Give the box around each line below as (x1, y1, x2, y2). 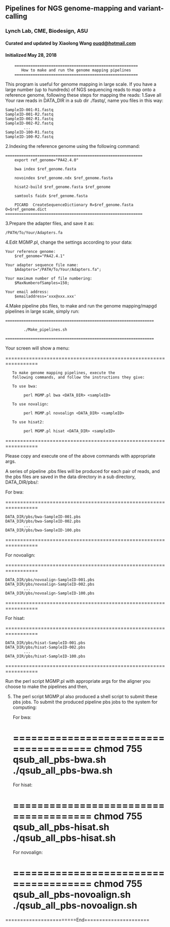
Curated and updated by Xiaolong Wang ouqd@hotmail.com (5, 40, 136, 46)
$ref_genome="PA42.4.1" (14, 253, 65, 259)
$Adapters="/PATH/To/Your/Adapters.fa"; (14, 267, 102, 272)
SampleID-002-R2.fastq (5, 121, 54, 126)
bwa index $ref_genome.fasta (14, 166, 77, 172)
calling (5, 12, 28, 21)
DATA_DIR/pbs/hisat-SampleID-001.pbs (5, 640, 86, 645)
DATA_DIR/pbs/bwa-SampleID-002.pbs (5, 519, 81, 524)
